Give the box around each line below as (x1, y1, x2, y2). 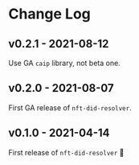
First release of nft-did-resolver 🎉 (8, 147, 125, 157)
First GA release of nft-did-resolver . (8, 102, 132, 113)
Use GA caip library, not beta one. (8, 58, 121, 68)
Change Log (8, 5, 91, 23)
